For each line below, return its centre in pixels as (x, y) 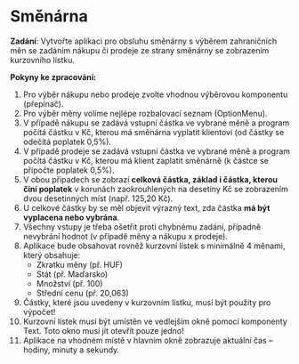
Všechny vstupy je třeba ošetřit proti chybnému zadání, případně (142, 226)
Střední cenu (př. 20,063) (83, 293)
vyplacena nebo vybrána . (71, 217)
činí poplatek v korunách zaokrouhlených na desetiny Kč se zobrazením (155, 189)
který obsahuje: (52, 255)
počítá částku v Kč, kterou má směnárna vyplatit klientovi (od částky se (154, 132)
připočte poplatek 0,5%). (69, 170)
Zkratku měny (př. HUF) (80, 264)
